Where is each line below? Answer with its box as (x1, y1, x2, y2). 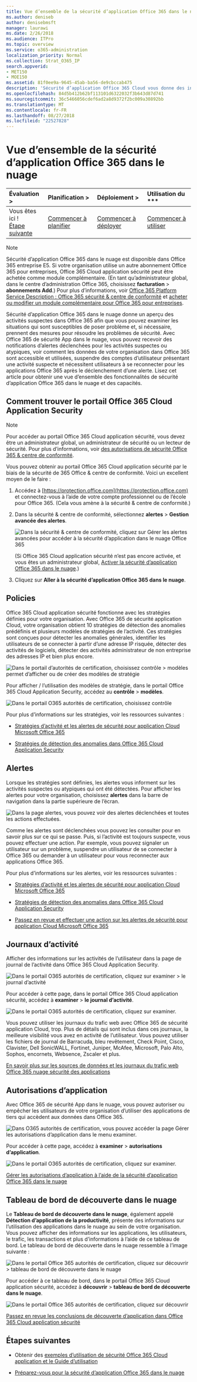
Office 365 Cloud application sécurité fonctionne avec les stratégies (6, 609, 171, 616)
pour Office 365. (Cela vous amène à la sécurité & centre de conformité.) (14, 499, 191, 506)
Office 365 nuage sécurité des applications (6, 1068, 110, 1075)
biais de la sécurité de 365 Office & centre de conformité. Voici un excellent (6, 469, 189, 476)
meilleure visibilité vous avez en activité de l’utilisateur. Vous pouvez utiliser (6, 1032, 188, 1039)
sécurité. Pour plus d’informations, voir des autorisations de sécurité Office (6, 445, 188, 452)
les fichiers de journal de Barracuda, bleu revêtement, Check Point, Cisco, (6, 1038, 185, 1045)
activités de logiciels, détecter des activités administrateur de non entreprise (6, 646, 191, 653)
